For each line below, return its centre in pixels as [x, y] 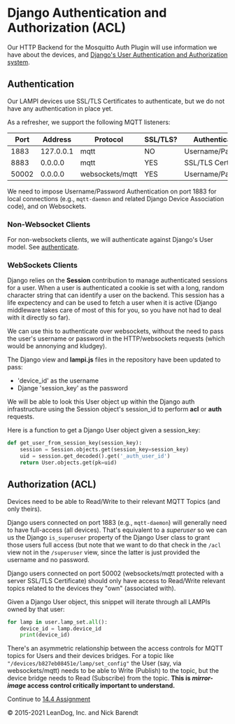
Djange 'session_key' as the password [72, 388]
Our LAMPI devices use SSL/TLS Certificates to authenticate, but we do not [116, 101]
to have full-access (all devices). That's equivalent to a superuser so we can [117, 530]
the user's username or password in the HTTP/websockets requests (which [116, 339]
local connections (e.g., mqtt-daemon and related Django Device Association [116, 198]
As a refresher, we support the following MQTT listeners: [89, 122]
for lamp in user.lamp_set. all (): [58, 622]
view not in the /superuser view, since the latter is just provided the [104, 552]
